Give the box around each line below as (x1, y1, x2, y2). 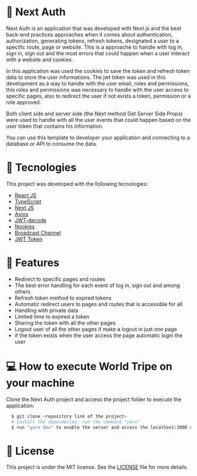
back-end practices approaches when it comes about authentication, (6, 31, 173, 38)
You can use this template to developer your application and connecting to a (6, 134, 191, 141)
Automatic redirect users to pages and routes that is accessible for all (14, 300, 183, 308)
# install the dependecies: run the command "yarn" (11, 419, 141, 425)
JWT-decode (14, 217, 47, 224)
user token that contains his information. (6, 122, 104, 129)
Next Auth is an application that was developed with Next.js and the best (6, 25, 182, 32)
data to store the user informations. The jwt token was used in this (6, 74, 166, 81)
